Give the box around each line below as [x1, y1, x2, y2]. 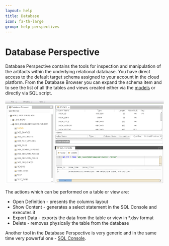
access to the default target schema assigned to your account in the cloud [5, 74, 159, 80]
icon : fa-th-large [5, 19, 44, 24]
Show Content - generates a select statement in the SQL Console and [12, 204, 157, 210]
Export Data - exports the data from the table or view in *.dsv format [12, 215, 154, 221]
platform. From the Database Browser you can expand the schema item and [5, 79, 162, 85]
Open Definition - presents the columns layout [12, 199, 109, 205]
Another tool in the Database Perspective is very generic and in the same [5, 230, 157, 236]
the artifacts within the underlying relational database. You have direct [5, 69, 151, 75]
